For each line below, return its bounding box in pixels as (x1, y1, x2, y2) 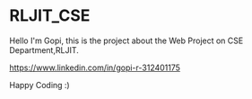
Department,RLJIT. (9, 44, 79, 55)
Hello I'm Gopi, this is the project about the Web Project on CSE (9, 35, 244, 46)
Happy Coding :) (9, 79, 70, 90)
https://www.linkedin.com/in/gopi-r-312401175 (9, 62, 181, 73)
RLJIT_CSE (9, 5, 91, 26)
